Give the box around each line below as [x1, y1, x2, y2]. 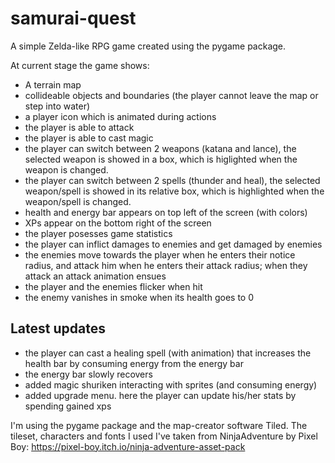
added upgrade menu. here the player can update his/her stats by [24, 389, 297, 401]
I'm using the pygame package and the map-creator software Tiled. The [10, 419, 308, 431]
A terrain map [24, 78, 82, 91]
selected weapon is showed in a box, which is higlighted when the [24, 153, 298, 165]
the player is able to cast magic [24, 132, 154, 144]
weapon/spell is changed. [24, 195, 132, 207]
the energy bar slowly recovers [24, 368, 153, 380]
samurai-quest [10, 7, 137, 30]
